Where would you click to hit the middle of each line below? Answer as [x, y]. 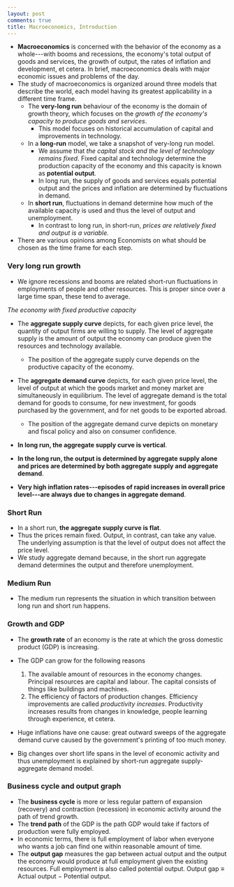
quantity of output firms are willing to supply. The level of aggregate [115, 331]
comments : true [29, 20]
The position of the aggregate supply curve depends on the [114, 359]
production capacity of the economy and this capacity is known [130, 166]
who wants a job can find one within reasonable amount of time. [110, 846]
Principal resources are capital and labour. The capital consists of [122, 682]
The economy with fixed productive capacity [72, 310]
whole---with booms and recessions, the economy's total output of [114, 54]
